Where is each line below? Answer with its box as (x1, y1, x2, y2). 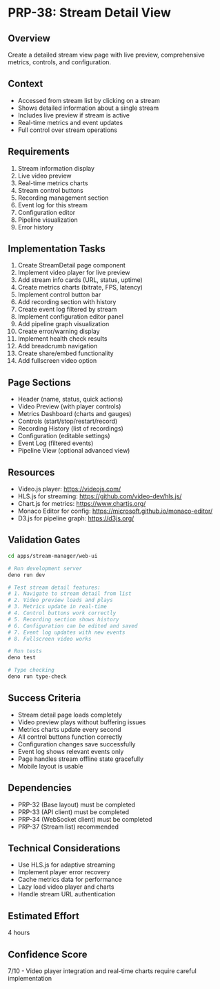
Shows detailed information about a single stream (17, 104, 159, 112)
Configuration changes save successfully (17, 740, 136, 748)
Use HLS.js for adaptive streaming (17, 860, 116, 869)
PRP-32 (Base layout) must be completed (17, 800, 136, 809)
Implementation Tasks (8, 243, 106, 255)
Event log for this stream (17, 200, 88, 209)
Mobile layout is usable (17, 762, 83, 770)
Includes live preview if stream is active (17, 111, 130, 119)
